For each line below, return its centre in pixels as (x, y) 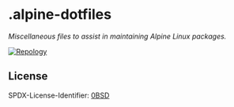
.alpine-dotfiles (60, 15)
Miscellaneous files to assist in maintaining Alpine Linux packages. (117, 36)
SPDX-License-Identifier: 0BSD (59, 95)
